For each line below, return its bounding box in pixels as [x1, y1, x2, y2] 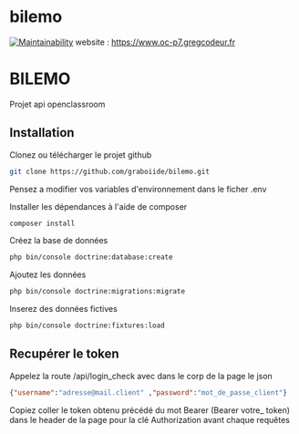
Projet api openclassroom [9, 98, 106, 109]
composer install [9, 219, 76, 228]
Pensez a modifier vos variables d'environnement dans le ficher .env [9, 183, 267, 194]
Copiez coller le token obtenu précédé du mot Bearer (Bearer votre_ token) [9, 404, 290, 416]
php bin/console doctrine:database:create [9, 253, 173, 262]
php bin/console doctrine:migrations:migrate [9, 287, 185, 296]
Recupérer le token [9, 346, 120, 362]
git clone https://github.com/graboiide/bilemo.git [9, 167, 210, 176]
